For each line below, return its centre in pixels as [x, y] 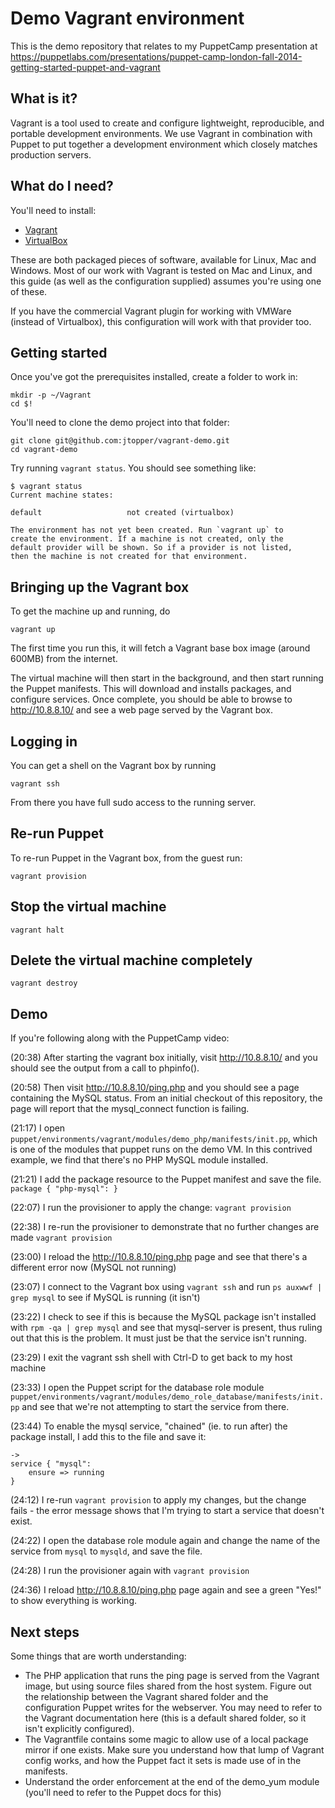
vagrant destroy [44, 983]
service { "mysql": [51, 1464]
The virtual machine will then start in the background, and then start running [167, 678]
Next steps [45, 1632]
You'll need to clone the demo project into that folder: [120, 423]
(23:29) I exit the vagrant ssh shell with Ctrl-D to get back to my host [151, 1358]
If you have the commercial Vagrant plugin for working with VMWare [151, 311]
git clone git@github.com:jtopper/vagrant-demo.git [120, 441]
